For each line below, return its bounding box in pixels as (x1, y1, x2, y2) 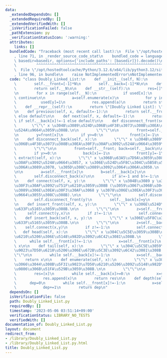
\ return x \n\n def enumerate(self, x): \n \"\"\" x (14, 257, 153, 262)
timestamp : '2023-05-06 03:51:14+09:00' (9, 308, 94, 313)
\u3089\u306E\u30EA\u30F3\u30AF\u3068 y (14, 188, 99, 193)
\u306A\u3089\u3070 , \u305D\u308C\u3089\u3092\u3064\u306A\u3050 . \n (14, 165, 159, 170)
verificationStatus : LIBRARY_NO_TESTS (9, 313, 90, 318)
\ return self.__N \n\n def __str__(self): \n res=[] (14, 86, 162, 91)
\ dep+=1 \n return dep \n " (14, 285, 108, 290)
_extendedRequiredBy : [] (9, 16, 61, 21)
